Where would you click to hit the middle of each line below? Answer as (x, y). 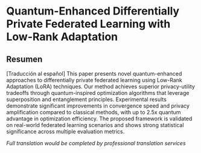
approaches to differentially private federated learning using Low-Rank (94, 80)
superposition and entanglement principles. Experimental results (87, 99)
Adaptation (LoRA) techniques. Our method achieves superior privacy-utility (101, 86)
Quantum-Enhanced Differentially (93, 11)
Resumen (24, 59)
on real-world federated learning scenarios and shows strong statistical (95, 125)
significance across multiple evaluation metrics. (65, 132)
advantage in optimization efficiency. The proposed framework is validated (99, 119)
